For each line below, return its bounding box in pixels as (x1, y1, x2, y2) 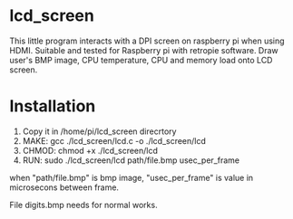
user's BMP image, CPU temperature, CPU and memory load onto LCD (9, 54, 273, 65)
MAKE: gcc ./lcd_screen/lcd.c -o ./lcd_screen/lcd (22, 135, 207, 146)
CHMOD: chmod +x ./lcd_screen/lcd (22, 145, 159, 156)
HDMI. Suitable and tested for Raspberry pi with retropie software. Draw (9, 44, 278, 55)
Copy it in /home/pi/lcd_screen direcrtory (22, 126, 177, 137)
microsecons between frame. (9, 182, 120, 193)
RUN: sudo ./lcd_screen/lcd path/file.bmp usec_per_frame (22, 155, 240, 166)
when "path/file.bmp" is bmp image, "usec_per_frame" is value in (9, 172, 254, 183)
